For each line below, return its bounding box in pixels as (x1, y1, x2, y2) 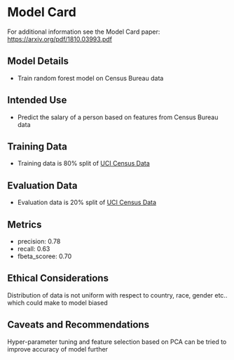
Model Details (7, 55, 69, 67)
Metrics (7, 218, 42, 230)
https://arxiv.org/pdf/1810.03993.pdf (7, 34, 112, 43)
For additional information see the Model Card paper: (7, 27, 160, 36)
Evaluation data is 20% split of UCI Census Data (17, 198, 156, 207)
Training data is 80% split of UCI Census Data (17, 159, 151, 168)
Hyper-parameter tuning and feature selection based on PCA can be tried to (7, 338, 227, 346)
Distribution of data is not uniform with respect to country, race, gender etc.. (7, 291, 228, 299)
